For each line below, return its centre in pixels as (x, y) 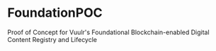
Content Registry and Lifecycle (52, 39)
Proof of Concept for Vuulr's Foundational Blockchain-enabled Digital (109, 32)
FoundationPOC (55, 13)
